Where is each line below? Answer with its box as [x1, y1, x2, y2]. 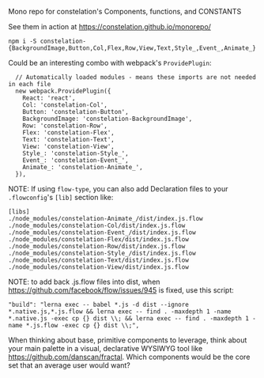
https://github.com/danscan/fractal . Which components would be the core [8, 352, 251, 361]
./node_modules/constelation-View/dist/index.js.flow [8, 263, 190, 271]
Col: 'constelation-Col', [22, 101, 108, 109]
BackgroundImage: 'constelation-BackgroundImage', [22, 115, 193, 123]
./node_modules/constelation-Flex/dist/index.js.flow [8, 236, 190, 244]
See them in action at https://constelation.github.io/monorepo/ [8, 22, 212, 31]
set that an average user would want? [8, 361, 130, 370]
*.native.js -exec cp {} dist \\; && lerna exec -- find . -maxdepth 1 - [8, 315, 257, 323]
